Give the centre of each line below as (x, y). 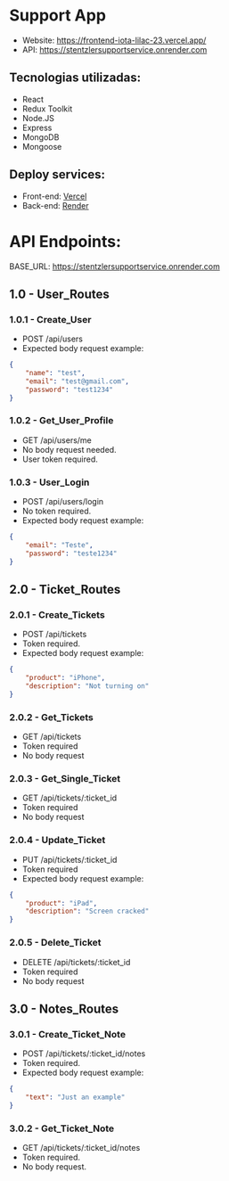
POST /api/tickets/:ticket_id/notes (84, 1054)
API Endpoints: (65, 241)
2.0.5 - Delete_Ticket (55, 943)
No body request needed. (70, 449)
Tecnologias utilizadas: (75, 78)
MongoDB (41, 137)
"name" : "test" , (56, 373)
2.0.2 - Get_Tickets (51, 717)
